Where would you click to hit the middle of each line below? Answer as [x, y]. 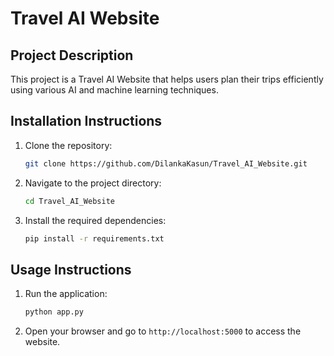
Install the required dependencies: [95, 220]
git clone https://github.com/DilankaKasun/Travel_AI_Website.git [166, 163]
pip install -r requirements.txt [94, 238]
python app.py [54, 312]
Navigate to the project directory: [93, 183]
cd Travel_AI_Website [69, 201]
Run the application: [66, 294]
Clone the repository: [68, 145]
